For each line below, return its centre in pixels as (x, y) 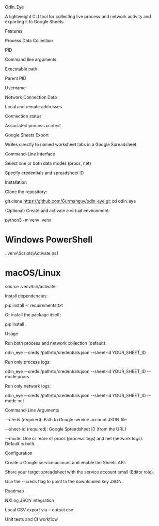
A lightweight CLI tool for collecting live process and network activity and (78, 16)
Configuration (19, 453)
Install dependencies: (26, 296)
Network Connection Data (31, 97)
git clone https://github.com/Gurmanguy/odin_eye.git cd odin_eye (71, 201)
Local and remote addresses (33, 107)
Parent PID (16, 78)
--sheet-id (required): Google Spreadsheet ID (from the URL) (66, 429)
